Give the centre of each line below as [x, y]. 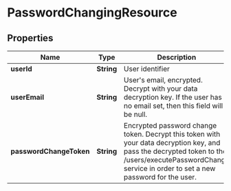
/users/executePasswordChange [176, 160]
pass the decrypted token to [169, 151]
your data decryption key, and [172, 143]
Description [177, 57]
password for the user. [160, 177]
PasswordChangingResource [92, 13]
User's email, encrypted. [163, 80]
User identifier [146, 69]
